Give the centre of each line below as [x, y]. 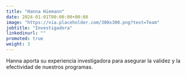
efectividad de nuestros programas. [50, 67]
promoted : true [25, 39]
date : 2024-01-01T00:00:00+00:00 [47, 17]
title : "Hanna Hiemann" [35, 11]
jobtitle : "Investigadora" [39, 28]
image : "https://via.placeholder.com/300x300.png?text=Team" [83, 22]
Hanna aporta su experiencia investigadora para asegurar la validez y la [93, 61]
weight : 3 [18, 44]
